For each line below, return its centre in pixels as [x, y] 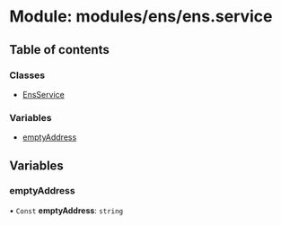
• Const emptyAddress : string [66, 210]
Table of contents [59, 50]
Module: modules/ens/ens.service [141, 17]
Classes [27, 75]
